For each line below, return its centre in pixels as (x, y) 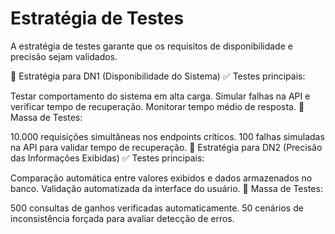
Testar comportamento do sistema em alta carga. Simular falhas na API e (160, 96)
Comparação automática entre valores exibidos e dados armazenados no (161, 178)
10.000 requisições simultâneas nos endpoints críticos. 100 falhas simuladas (167, 136)
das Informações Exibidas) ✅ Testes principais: (107, 158)
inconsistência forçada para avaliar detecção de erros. (122, 218)
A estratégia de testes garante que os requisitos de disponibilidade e (151, 46)
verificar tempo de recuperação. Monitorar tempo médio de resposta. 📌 (157, 106)
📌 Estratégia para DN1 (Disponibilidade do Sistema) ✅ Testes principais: (158, 76)
